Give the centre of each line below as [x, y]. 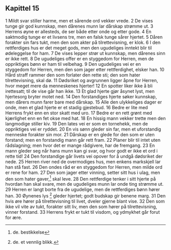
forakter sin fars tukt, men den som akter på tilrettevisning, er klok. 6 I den [83, 42]
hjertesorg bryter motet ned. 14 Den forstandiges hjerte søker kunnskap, [81, 96]
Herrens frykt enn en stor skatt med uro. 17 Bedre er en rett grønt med [79, 113]
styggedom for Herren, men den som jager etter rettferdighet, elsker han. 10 [85, 69]
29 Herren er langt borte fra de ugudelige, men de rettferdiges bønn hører [83, 190]
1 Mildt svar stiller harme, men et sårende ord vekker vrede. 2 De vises [79, 20]
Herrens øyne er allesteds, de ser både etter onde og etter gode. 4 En [78, 31]
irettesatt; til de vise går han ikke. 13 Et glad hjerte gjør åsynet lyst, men [80, 91]
